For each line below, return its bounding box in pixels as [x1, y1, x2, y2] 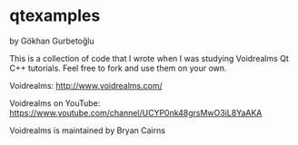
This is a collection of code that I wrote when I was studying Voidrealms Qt [9, 53, 289, 63]
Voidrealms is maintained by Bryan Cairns [9, 124, 166, 136]
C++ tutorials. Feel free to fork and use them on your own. [9, 63, 227, 73]
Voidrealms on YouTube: [9, 97, 101, 109]
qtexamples [9, 5, 101, 26]
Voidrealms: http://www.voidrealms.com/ [9, 80, 163, 91]
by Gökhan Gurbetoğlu [9, 35, 95, 46]
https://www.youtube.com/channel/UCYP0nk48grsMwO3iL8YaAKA [9, 107, 263, 118]
